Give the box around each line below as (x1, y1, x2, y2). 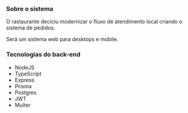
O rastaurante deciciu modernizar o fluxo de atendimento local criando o (6, 18, 183, 25)
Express (14, 76, 35, 84)
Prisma (14, 82, 32, 89)
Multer (14, 101, 31, 108)
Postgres (14, 89, 37, 96)
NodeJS (14, 64, 35, 71)
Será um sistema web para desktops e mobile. (6, 36, 118, 43)
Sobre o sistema (6, 5, 54, 13)
